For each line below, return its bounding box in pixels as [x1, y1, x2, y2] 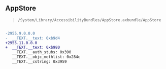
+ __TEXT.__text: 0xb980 [5, 45, 60, 50]
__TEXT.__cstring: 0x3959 [12, 59, 67, 64]
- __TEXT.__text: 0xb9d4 [5, 36, 60, 41]
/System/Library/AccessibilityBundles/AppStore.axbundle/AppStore [17, 17, 161, 22]
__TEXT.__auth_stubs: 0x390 [12, 50, 72, 55]
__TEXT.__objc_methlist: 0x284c [12, 54, 81, 60]
